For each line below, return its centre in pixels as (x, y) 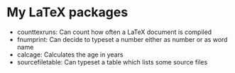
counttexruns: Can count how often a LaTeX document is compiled (114, 32)
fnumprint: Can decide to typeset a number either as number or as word (122, 39)
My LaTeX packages (67, 12)
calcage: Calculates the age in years (70, 55)
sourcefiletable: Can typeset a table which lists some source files (112, 62)
